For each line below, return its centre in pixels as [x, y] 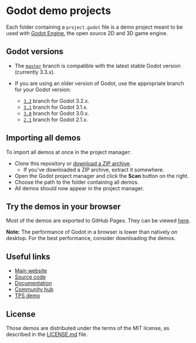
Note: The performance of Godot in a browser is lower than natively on [92, 232]
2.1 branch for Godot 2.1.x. [55, 119]
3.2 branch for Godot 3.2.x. [56, 101]
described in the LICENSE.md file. [47, 334]
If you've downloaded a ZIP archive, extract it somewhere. [94, 169]
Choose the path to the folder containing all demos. [77, 182]
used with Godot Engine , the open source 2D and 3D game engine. [87, 33]
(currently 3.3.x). [35, 72]
